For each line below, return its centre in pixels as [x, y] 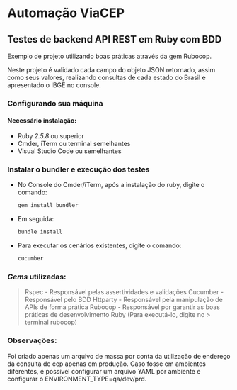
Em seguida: [36, 219]
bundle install [40, 232]
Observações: [32, 340]
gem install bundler [48, 206]
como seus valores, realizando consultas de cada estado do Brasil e [107, 77]
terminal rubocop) [51, 322]
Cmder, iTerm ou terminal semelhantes [74, 144]
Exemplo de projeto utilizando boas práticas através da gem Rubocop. [110, 56]
